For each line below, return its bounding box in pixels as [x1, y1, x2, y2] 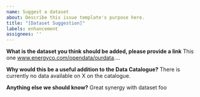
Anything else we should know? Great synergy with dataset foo [6, 84, 167, 91]
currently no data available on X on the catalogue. [6, 72, 131, 80]
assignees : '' [6, 31, 42, 37]
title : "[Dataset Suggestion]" [6, 20, 85, 26]
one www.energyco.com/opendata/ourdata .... [6, 54, 121, 61]
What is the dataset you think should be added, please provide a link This [6, 48, 194, 55]
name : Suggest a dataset [6, 8, 69, 15]
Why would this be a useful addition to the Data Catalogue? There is [6, 66, 181, 73]
